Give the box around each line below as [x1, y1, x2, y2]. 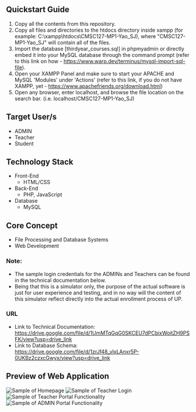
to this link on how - [14, 57, 62, 64]
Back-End [14, 185, 38, 192]
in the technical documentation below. [14, 277, 106, 284]
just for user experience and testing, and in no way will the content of [14, 289, 181, 296]
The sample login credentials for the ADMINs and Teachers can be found [14, 270, 190, 277]
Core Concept [6, 220, 58, 230]
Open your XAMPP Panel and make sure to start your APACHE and [14, 70, 174, 77]
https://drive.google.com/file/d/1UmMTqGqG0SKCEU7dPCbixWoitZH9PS [14, 329, 190, 336]
